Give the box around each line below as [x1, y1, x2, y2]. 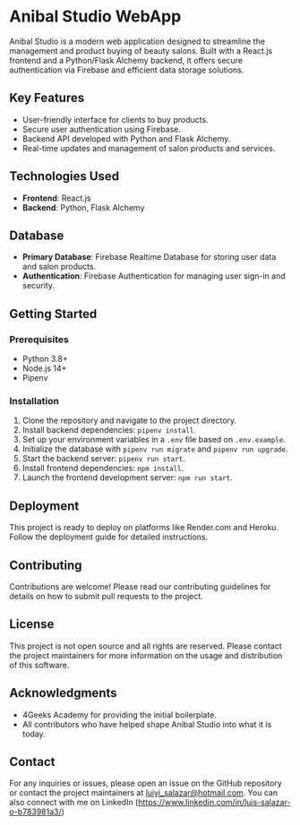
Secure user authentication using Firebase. [21, 124, 182, 134]
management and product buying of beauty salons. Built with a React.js [9, 45, 273, 56]
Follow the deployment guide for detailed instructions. [9, 531, 209, 543]
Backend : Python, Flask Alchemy [21, 202, 145, 212]
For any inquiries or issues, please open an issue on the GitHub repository [9, 778, 282, 789]
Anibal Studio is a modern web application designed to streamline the [9, 36, 266, 47]
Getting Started [9, 306, 98, 322]
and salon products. [21, 262, 97, 272]
